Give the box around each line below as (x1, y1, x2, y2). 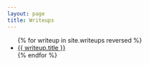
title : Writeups (7, 17, 54, 24)
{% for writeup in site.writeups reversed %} (17, 36, 143, 44)
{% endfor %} (17, 50, 58, 59)
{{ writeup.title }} (17, 43, 66, 52)
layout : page (7, 10, 45, 17)
